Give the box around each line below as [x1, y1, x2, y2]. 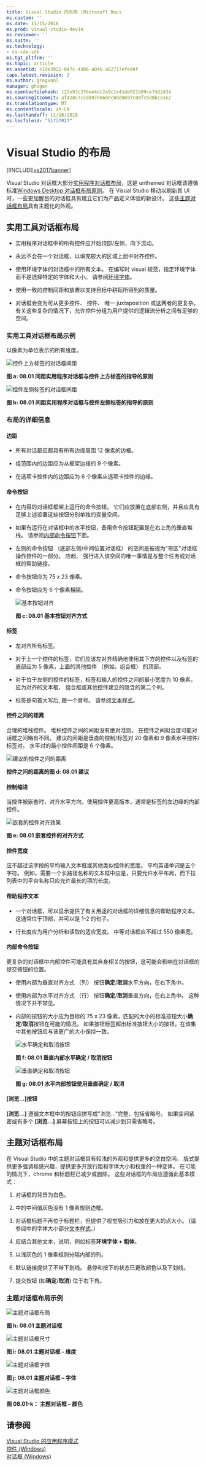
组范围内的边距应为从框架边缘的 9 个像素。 [15, 460, 124, 467]
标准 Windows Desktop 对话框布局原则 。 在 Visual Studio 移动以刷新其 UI [6, 187, 190, 194]
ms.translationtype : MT [6, 100, 67, 106]
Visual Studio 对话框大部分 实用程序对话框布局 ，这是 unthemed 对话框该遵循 [6, 179, 199, 187]
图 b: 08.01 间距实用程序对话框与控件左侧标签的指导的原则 [6, 399, 154, 406]
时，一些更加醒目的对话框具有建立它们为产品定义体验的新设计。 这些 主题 [6, 195, 191, 202]
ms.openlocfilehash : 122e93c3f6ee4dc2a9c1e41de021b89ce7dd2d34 [6, 89, 172, 95]
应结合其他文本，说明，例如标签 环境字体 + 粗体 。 [15, 1238, 140, 1245]
